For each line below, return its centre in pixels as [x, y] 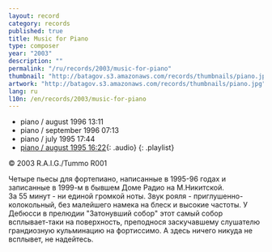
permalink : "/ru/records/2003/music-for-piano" [90, 69]
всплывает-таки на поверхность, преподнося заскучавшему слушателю [134, 222]
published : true [36, 31]
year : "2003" [30, 53]
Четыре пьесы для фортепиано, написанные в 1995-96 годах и [117, 179]
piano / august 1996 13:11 [62, 122]
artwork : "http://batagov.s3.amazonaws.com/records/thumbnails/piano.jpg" [137, 83]
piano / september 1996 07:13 [70, 130]
